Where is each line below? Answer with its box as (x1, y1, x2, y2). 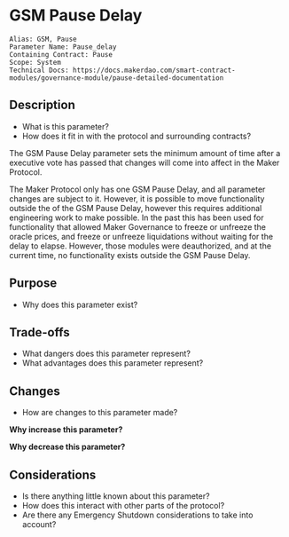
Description (9, 98, 75, 113)
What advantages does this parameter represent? (21, 358, 204, 368)
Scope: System (9, 58, 62, 67)
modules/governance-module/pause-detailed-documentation (9, 73, 224, 83)
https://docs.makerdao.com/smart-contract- (72, 66, 237, 75)
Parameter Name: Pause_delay (9, 42, 117, 51)
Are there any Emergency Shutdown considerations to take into (21, 509, 254, 520)
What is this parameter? (21, 121, 109, 131)
